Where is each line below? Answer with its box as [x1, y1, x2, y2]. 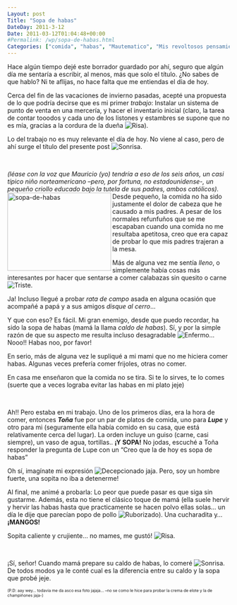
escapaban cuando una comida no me [112, 222, 224, 230]
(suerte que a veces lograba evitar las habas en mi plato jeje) [7, 381, 185, 389]
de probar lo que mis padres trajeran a [112, 237, 224, 246]
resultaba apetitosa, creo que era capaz [112, 230, 229, 238]
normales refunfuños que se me [112, 215, 206, 223]
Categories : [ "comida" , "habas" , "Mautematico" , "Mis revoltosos [7, 43, 204, 50]
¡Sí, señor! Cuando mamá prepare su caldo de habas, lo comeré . [7, 559, 226, 567]
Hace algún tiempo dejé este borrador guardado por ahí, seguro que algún [7, 63, 224, 71]
